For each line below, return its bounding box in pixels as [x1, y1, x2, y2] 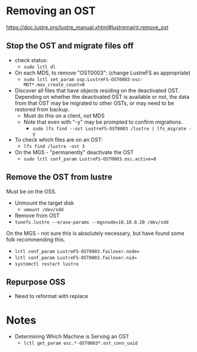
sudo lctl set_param [23, 76, 75, 82]
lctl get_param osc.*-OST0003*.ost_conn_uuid [23, 340, 138, 347]
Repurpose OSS [6, 277, 66, 287]
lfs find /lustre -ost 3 [23, 143, 85, 149]
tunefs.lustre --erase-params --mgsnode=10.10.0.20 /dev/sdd [14, 219, 169, 225]
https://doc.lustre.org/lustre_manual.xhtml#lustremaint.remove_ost [6, 24, 169, 31]
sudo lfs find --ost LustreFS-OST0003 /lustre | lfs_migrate [32, 125, 186, 131]
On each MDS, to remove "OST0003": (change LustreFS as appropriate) [14, 69, 191, 76]
